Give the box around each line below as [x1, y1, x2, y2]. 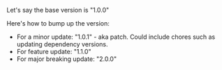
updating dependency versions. [16, 40, 109, 48]
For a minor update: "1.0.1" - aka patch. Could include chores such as [16, 33, 216, 41]
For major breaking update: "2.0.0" [16, 55, 117, 63]
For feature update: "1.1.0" [16, 48, 91, 55]
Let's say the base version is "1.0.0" [6, 6, 110, 14]
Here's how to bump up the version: [6, 19, 110, 27]
